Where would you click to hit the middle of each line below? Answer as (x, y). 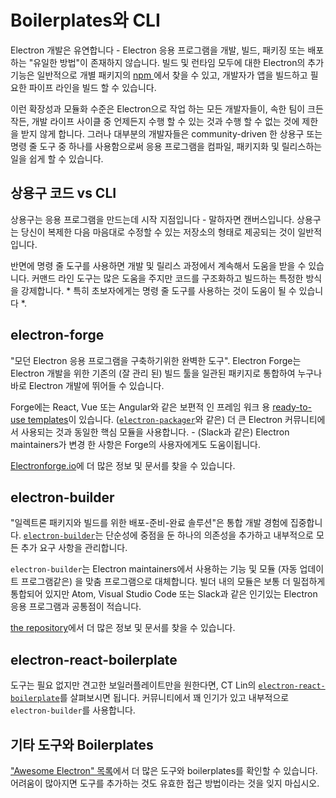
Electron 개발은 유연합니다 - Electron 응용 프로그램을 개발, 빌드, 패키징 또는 (158, 50)
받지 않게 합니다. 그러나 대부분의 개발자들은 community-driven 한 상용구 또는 (171, 133)
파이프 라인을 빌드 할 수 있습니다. (92, 87)
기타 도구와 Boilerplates (82, 744)
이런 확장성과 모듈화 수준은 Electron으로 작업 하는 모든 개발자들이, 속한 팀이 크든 (167, 108)
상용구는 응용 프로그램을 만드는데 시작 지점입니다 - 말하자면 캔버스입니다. (152, 219)
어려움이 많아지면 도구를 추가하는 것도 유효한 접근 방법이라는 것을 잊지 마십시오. (165, 783)
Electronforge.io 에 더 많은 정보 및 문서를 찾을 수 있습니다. (123, 465)
